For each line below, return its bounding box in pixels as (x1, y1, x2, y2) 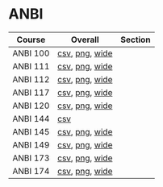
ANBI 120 (12, 100, 50, 111)
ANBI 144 (12, 113, 50, 124)
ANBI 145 (12, 126, 50, 137)
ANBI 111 (12, 60, 50, 72)
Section (120, 34, 151, 45)
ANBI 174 (12, 165, 50, 177)
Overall (71, 34, 99, 45)
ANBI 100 (12, 48, 50, 59)
